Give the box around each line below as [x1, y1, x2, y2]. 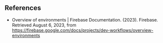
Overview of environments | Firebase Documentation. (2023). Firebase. [11, 17, 159, 22]
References [4, 4, 41, 12]
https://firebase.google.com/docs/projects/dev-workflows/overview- [11, 27, 154, 33]
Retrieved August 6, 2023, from [11, 22, 77, 28]
